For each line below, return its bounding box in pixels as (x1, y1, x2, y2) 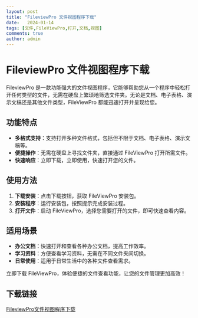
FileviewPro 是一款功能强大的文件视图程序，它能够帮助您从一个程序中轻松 (6, 84, 186, 91)
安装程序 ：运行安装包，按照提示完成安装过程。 (14, 199, 128, 206)
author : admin (6, 36, 41, 42)
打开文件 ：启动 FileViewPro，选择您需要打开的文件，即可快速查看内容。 (14, 207, 190, 214)
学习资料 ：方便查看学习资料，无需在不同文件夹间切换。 (14, 250, 149, 257)
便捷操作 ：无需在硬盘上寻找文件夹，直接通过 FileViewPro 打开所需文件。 (14, 149, 191, 156)
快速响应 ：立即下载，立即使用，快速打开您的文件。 (14, 156, 139, 163)
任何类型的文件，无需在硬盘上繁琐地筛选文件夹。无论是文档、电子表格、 (11, 91, 187, 98)
